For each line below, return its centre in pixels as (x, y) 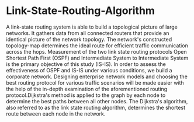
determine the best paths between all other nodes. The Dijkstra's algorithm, (97, 101)
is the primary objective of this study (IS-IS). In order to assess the (86, 64)
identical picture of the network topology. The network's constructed (89, 39)
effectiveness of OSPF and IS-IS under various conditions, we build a (89, 70)
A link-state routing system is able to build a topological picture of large (92, 27)
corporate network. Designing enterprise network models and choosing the (97, 76)
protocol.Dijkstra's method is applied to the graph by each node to (86, 95)
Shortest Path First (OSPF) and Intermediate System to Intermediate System (97, 58)
